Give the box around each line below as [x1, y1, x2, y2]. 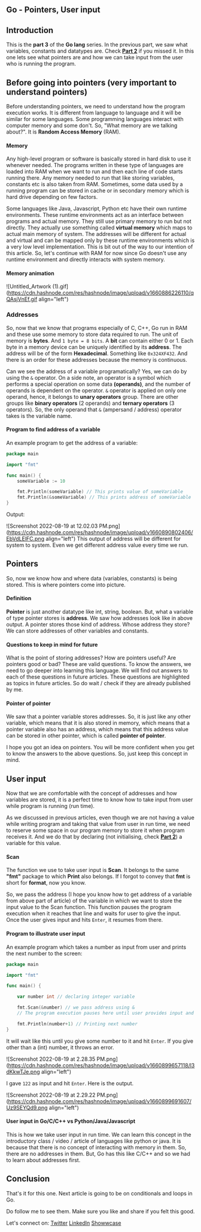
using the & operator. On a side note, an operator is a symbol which [6, 374, 172, 381]
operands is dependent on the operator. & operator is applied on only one [6, 386, 187, 394]
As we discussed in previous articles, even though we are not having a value [6, 814, 194, 821]
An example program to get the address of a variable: [6, 439, 138, 446]
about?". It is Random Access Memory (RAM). [6, 128, 121, 135]
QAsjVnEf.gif [6, 296, 38, 303]
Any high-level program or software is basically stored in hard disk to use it [6, 155, 191, 162]
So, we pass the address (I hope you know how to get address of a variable [6, 891, 193, 898]
